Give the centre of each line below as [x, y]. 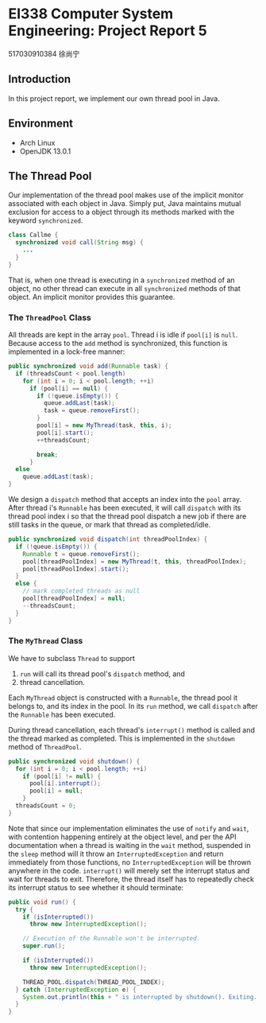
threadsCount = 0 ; [46, 806]
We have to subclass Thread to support [71, 658]
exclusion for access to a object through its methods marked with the [121, 212]
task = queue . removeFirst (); [92, 410]
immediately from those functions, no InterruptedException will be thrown [130, 862]
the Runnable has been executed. [62, 714]
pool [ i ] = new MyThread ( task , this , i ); [104, 426]
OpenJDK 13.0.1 [45, 151]
